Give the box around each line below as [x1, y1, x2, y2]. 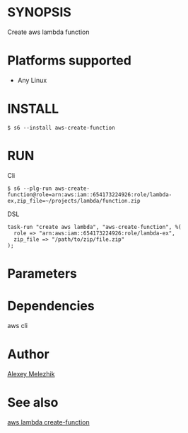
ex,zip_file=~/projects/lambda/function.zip [7, 197, 141, 204]
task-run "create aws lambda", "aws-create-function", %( [7, 223, 182, 230]
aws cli [7, 321, 28, 330]
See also [7, 395, 59, 410]
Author [7, 347, 49, 362]
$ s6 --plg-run [7, 185, 52, 192]
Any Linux [17, 76, 47, 84]
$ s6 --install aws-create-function [7, 124, 115, 131]
